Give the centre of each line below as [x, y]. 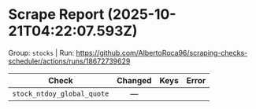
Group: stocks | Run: [41, 53]
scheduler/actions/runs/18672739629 [69, 61]
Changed [134, 80]
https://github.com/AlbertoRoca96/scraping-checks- [162, 53]
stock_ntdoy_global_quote [61, 93]
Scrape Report [56, 15]
